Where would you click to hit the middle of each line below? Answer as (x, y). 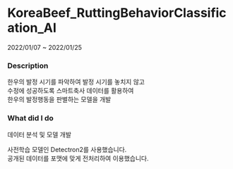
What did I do (31, 118)
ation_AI (32, 28)
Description (28, 65)
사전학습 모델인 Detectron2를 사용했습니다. (67, 149)
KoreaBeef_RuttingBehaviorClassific (117, 13)
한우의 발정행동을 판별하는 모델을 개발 (59, 99)
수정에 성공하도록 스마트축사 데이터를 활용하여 (71, 91)
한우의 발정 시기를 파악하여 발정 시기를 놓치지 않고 (76, 82)
